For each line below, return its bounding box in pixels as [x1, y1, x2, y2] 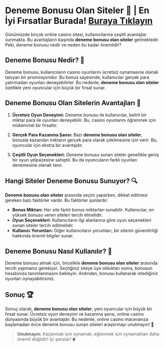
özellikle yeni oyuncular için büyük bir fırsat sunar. [5, 85, 106, 91]
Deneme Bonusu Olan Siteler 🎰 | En [5, 5, 150, 16]
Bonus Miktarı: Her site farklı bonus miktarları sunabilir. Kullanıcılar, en [12, 207, 154, 213]
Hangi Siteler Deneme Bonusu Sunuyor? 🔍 [5, 177, 138, 185]
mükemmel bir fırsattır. [12, 122, 58, 128]
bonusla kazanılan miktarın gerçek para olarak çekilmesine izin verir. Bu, [12, 137, 158, 143]
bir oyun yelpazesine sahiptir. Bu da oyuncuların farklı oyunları [12, 157, 138, 162]
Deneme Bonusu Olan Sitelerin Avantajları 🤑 [5, 99, 141, 107]
